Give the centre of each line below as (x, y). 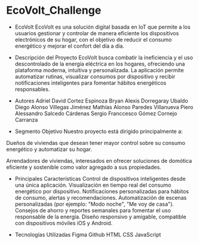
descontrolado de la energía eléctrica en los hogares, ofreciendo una (100, 64)
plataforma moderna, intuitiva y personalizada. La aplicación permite (99, 70)
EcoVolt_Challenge (54, 10)
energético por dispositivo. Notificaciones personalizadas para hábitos (102, 191)
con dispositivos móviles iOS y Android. (64, 223)
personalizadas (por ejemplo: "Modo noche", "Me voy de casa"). (94, 204)
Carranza (26, 119)
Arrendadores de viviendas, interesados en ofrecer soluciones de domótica (99, 160)
